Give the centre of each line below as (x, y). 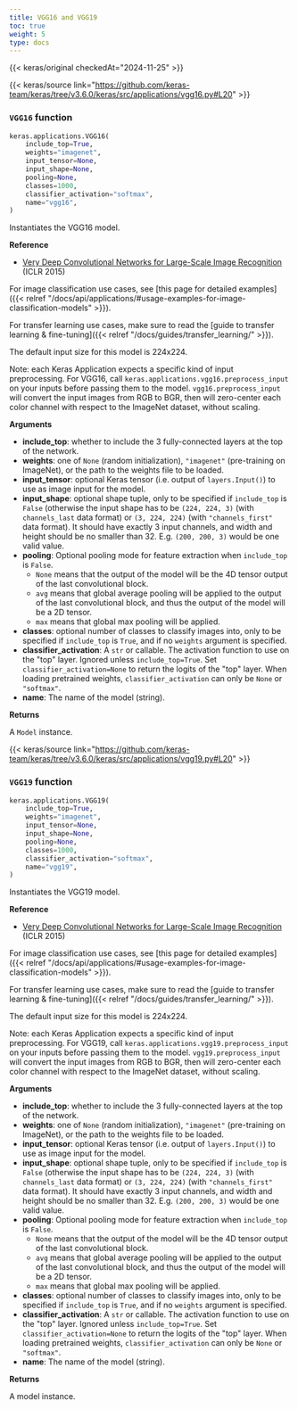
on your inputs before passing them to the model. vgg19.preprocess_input (145, 1052)
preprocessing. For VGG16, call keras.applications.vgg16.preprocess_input (149, 379)
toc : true (28, 26)
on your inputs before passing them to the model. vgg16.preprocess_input (145, 388)
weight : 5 (28, 34)
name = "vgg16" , (51, 202)
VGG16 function (41, 118)
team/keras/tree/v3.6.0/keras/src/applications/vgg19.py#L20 (121, 759)
